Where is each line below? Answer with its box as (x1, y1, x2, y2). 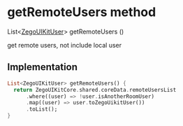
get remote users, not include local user (7, 41, 122, 49)
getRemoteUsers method (7, 4, 156, 20)
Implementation (7, 61, 78, 73)
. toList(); (25, 106, 58, 113)
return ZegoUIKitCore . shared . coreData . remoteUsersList (13, 86, 177, 93)
